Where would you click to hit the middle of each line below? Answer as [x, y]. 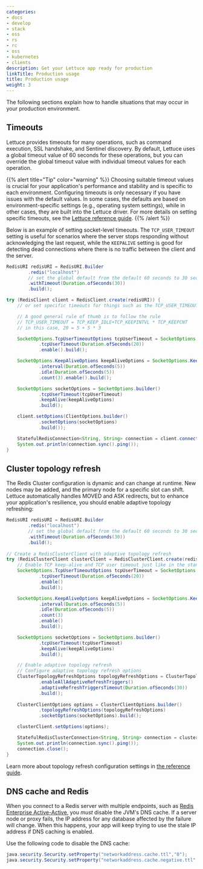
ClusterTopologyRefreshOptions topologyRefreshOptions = [90, 677]
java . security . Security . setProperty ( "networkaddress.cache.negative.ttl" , [102, 860]
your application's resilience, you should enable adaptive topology [89, 503]
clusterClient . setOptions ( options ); [63, 727]
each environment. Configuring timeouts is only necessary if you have [94, 192]
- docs [14, 18]
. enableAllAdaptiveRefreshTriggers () [86, 682]
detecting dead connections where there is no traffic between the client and [101, 249]
